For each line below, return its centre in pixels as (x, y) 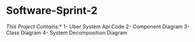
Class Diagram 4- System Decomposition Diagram (67, 32)
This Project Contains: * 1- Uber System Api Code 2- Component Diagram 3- (98, 26)
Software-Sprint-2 (52, 11)
